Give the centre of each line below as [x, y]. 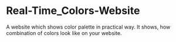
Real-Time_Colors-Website [73, 11]
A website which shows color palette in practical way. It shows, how [88, 27]
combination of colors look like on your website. [64, 33]
